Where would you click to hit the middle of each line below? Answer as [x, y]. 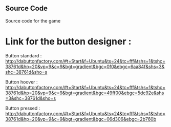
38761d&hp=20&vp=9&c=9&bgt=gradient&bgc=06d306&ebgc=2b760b [81, 119]
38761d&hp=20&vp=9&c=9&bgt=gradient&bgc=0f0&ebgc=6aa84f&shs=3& [85, 67]
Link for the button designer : [68, 41]
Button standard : [24, 55]
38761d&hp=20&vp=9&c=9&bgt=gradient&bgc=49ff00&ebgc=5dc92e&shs [85, 93]
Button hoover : [22, 82]
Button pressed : [23, 108]
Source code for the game [33, 20]
